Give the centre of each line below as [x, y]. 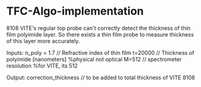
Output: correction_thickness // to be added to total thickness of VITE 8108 [101, 77]
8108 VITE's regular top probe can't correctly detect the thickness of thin [99, 28]
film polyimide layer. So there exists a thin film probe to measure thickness [100, 34]
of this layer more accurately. [43, 41]
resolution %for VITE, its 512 [42, 66]
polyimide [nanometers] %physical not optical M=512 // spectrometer [94, 59]
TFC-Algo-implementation [75, 11]
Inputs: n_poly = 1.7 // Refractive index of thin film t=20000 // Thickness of [100, 52]
